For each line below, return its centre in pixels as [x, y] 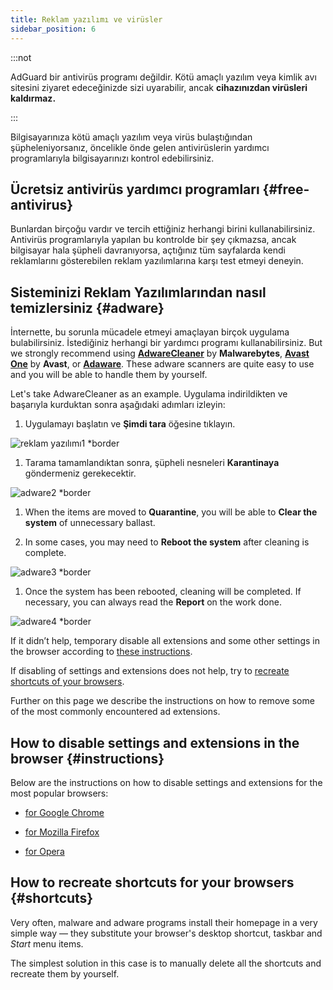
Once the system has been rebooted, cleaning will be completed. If [163, 592]
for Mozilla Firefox [62, 832]
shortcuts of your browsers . [67, 682]
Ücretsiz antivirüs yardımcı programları [135, 189]
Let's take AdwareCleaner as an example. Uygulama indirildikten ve [149, 394]
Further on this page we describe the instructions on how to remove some [162, 701]
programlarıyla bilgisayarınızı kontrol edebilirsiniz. [112, 158]
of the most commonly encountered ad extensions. [115, 712]
